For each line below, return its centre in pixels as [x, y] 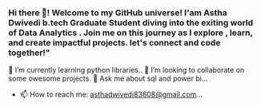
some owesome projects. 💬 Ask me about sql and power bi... [108, 78]
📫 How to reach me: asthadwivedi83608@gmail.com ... [111, 94]
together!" [29, 53]
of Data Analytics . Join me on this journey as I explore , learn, [131, 33]
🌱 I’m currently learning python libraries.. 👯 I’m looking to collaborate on [126, 70]
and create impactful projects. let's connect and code [114, 42]
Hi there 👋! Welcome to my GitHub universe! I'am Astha [118, 13]
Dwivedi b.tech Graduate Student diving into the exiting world [131, 22]
